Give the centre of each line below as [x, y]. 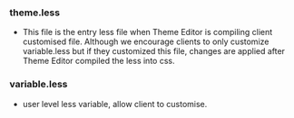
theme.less [35, 13]
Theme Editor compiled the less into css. [98, 61]
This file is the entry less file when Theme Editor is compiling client [147, 32]
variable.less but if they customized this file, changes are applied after [154, 51]
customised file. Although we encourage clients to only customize [146, 41]
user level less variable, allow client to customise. [115, 104]
